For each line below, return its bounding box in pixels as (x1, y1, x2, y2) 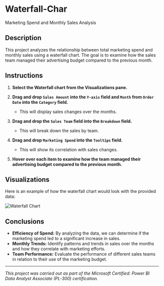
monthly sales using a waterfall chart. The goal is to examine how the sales (5, 52, 156, 58)
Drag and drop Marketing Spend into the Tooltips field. (12, 137, 123, 143)
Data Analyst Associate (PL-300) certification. (5, 276, 99, 282)
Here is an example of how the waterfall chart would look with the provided (5, 189, 156, 194)
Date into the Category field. (12, 99, 68, 105)
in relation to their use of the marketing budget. (12, 256, 107, 262)
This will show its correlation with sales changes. (19, 146, 118, 152)
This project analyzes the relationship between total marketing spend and (5, 47, 153, 52)
